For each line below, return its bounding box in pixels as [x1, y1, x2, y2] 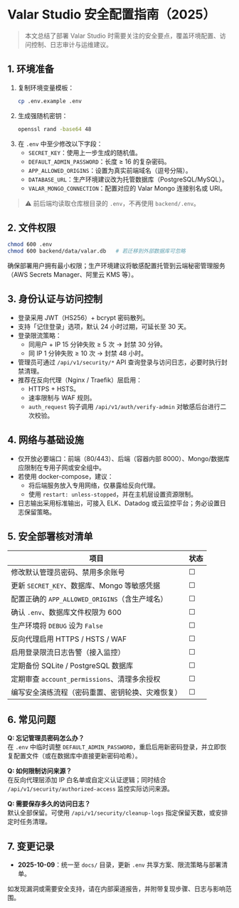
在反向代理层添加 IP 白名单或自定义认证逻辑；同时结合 [7, 776, 166, 784]
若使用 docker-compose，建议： [17, 472, 114, 480]
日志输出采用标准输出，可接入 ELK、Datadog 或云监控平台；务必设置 [17, 499, 221, 507]
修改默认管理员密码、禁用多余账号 [11, 567, 126, 577]
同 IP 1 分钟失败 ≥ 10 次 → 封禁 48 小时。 [28, 349, 148, 357]
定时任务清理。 [7, 818, 51, 826]
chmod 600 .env [7, 241, 53, 248]
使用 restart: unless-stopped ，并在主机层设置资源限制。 [28, 490, 198, 498]
